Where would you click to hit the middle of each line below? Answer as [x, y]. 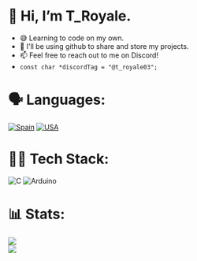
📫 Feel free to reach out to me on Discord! [89, 55]
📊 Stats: [37, 214]
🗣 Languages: [57, 100]
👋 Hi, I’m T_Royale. [70, 16]
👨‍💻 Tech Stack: [59, 159]
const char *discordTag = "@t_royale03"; [88, 67]
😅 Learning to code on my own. [72, 38]
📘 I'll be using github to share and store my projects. [104, 46]
